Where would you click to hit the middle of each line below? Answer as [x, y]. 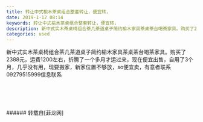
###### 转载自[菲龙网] [35, 113]
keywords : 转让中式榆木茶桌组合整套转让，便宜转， [63, 23]
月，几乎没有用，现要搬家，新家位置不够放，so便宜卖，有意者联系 [89, 67]
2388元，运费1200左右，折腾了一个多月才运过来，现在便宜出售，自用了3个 [100, 59]
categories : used [28, 34]
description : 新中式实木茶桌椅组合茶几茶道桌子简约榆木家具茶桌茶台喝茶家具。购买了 [100, 29]
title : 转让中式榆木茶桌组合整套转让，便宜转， [59, 12]
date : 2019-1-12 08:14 [35, 17]
